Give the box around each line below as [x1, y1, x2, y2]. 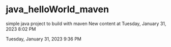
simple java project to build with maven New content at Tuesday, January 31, [6, 20, 166, 27]
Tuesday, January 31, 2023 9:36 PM [6, 36, 82, 42]
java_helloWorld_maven [6, 4, 109, 15]
